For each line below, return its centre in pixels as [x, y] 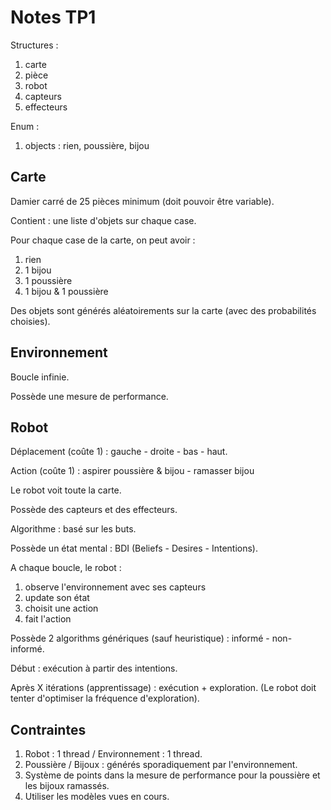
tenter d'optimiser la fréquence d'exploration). [105, 698]
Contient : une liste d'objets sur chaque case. [103, 220]
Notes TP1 [53, 17]
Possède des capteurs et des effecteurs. [94, 510]
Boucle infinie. [40, 377]
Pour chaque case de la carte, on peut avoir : [103, 240]
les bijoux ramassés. [67, 786]
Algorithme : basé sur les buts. [73, 529]
